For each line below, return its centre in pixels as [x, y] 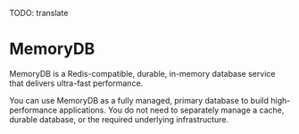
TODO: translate [39, 13]
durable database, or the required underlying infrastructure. [119, 119]
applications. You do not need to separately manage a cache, [172, 110]
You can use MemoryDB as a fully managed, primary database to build [139, 100]
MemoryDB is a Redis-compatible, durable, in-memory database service [142, 73]
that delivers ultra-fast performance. [76, 83]
